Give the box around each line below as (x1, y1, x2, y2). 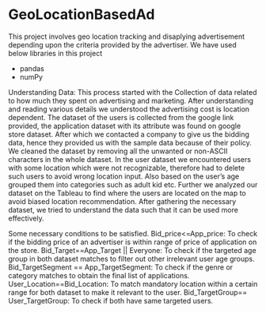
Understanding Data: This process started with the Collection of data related (8, 87, 257, 96)
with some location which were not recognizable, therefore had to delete (8, 163, 245, 172)
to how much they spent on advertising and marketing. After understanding (8, 96, 254, 105)
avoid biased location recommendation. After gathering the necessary (8, 196, 237, 206)
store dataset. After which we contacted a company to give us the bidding (8, 129, 249, 139)
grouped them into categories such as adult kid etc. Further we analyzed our (8, 179, 258, 189)
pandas (19, 63, 45, 73)
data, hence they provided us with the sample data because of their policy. (8, 138, 252, 147)
